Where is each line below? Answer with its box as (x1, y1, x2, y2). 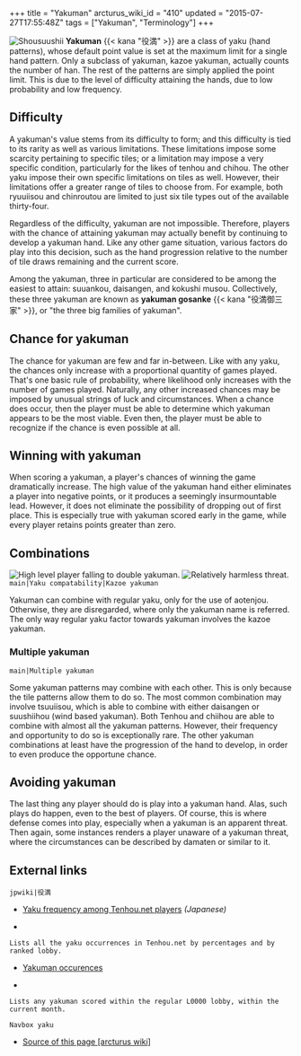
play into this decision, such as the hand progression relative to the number (9, 246, 288, 257)
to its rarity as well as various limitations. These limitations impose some (9, 143, 277, 154)
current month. (9, 1005, 66, 1014)
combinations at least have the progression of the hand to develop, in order (9, 739, 288, 750)
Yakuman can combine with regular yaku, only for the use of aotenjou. (9, 594, 270, 605)
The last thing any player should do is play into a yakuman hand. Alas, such (9, 798, 288, 809)
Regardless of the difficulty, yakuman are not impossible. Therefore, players (9, 217, 290, 228)
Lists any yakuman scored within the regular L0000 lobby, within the (9, 997, 279, 1007)
